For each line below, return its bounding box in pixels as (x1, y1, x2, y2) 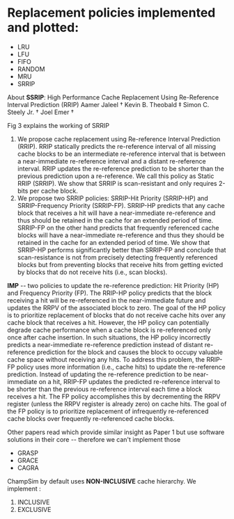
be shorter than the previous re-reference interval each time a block (7, 385, 203, 393)
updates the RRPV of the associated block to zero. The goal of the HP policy (7, 303, 226, 312)
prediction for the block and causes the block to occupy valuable (36, 348, 223, 356)
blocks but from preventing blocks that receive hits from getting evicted (17, 260, 224, 269)
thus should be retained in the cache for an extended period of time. (17, 216, 214, 224)
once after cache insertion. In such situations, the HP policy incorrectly (7, 333, 211, 342)
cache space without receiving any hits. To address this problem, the (7, 355, 205, 363)
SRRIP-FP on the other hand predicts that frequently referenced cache (17, 223, 219, 232)
